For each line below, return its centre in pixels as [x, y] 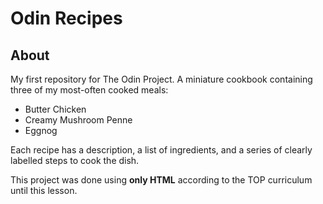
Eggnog [41, 130]
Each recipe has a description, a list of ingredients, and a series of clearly [161, 150]
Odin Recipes [66, 18]
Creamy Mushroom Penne [78, 120]
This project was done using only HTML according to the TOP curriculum [161, 180]
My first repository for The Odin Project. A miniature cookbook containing [161, 79]
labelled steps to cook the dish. [75, 160]
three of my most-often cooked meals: [89, 90]
